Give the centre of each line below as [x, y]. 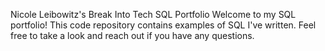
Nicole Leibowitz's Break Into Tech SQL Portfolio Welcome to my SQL [153, 14]
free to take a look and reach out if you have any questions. [132, 35]
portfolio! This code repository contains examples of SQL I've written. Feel [163, 25]
